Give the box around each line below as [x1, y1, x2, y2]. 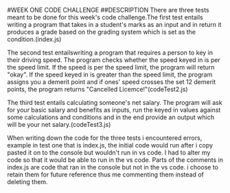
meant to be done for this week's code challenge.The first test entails [7, 13, 204, 21]
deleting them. [7, 178, 48, 185]
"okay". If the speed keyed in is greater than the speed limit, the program [7, 70, 213, 79]
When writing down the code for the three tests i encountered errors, [7, 134, 203, 142]
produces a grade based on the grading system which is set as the [7, 28, 196, 36]
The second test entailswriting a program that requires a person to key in [7, 48, 214, 57]
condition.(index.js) [7, 35, 62, 43]
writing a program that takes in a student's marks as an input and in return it [7, 21, 222, 28]
